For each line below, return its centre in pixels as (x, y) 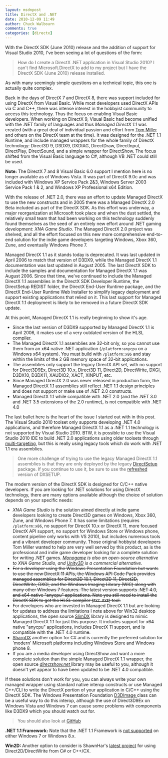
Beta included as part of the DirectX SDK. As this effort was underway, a (79, 208)
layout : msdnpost (23, 10)
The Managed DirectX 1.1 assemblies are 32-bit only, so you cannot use (86, 343)
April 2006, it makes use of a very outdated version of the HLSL (78, 333)
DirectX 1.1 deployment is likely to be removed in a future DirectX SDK (77, 303)
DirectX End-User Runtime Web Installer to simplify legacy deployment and (82, 292)
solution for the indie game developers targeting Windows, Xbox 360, (86, 239)
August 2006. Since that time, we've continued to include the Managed (78, 276)
